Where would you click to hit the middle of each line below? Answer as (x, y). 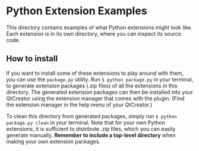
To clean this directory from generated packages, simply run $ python (91, 116)
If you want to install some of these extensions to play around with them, (95, 73)
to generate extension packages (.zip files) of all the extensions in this (92, 86)
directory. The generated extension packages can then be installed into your (99, 92)
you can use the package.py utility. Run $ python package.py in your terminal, (100, 79)
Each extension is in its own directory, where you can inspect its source (94, 33)
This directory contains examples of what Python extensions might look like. (99, 27)
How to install (32, 59)
